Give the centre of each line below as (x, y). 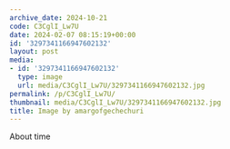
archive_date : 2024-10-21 (58, 18)
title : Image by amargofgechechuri (77, 111)
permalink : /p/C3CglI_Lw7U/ (63, 94)
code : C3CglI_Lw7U (44, 26)
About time (30, 136)
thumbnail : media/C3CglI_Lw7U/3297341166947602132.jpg (115, 102)
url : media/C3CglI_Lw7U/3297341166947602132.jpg (111, 85)
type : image (40, 77)
